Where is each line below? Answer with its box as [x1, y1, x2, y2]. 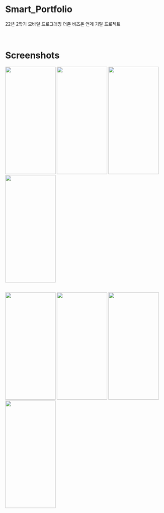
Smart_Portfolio [5, 4, 73, 15]
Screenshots [5, 50, 60, 61]
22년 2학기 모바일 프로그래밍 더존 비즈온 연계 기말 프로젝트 [5, 21, 121, 27]
